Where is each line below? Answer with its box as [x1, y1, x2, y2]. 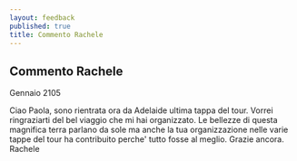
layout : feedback [9, 13, 75, 23]
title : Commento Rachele [9, 30, 104, 39]
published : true [9, 22, 71, 31]
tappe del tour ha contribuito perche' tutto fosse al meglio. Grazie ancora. [9, 134, 284, 145]
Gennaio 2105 [9, 88, 62, 99]
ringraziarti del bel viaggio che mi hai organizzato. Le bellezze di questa [9, 115, 279, 126]
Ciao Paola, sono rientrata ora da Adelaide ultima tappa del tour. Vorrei [9, 105, 274, 116]
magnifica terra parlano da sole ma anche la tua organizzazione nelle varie [9, 124, 289, 136]
